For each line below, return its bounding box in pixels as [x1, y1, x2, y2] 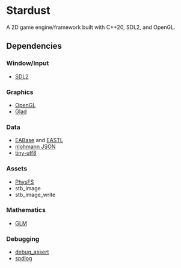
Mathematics [6, 206, 46, 214]
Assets [6, 164, 28, 173]
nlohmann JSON [14, 143, 56, 151]
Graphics [6, 88, 34, 96]
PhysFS [14, 178, 34, 185]
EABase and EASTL [14, 137, 63, 144]
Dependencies [6, 41, 62, 51]
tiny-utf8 [14, 149, 37, 157]
